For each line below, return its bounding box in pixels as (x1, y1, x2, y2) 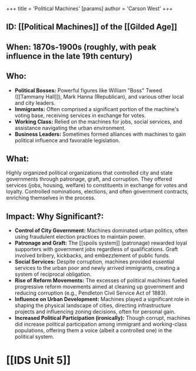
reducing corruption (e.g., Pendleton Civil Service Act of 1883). (14, 289, 168, 296)
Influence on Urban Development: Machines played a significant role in (14, 296, 190, 303)
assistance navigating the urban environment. (14, 124, 126, 131)
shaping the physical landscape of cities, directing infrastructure (14, 302, 171, 309)
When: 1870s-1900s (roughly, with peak (6, 42, 157, 52)
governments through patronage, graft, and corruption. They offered (6, 176, 172, 183)
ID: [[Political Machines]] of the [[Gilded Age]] (6, 22, 178, 32)
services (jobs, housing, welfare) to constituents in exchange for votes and (6, 182, 187, 189)
